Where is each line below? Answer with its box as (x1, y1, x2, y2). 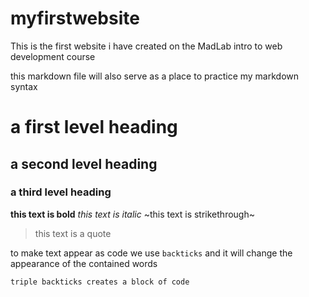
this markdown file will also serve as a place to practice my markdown (10, 70, 300, 82)
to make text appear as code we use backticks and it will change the (10, 247, 293, 259)
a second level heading (10, 155, 158, 172)
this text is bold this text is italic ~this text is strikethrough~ (10, 208, 255, 220)
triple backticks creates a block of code (10, 277, 190, 287)
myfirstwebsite (10, 7, 140, 30)
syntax (10, 80, 38, 92)
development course (10, 50, 96, 62)
